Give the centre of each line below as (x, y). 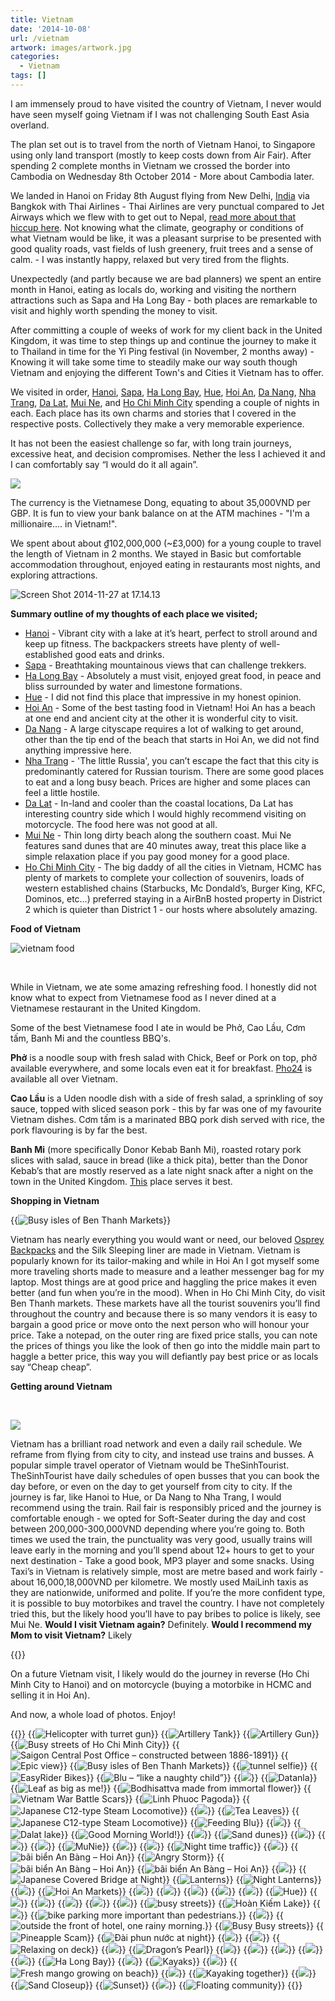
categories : (35, 57)
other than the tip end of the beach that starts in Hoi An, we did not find (172, 739)
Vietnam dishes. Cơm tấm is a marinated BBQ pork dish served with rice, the (167, 1119)
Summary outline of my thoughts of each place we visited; (134, 613)
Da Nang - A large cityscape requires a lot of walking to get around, (164, 728)
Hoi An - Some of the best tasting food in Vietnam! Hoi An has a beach (170, 707)
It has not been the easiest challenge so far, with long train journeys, (151, 443)
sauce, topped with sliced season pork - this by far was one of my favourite (166, 1108)
